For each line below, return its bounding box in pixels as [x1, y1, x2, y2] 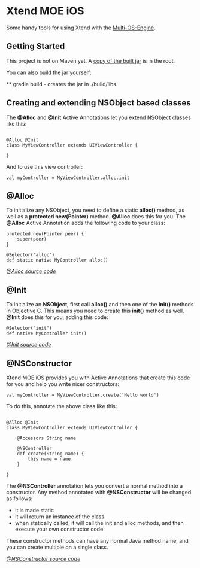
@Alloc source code [6, 268, 56, 275]
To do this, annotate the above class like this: [6, 403, 117, 409]
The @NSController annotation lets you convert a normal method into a [6, 482, 183, 489]
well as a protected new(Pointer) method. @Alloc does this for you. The [6, 213, 186, 220]
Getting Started [6, 41, 65, 51]
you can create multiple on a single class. [6, 543, 108, 551]
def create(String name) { [17, 451, 84, 457]
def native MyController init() [6, 330, 87, 336]
